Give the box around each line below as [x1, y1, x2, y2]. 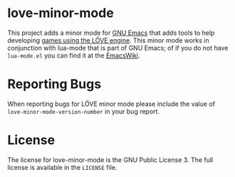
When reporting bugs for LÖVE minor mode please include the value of [7, 100, 216, 108]
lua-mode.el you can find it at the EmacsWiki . [7, 51, 140, 60]
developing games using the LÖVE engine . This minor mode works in [7, 36, 210, 44]
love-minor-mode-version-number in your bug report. [7, 107, 160, 115]
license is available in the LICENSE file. [7, 163, 117, 171]
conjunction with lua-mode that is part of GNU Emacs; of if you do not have [7, 43, 229, 52]
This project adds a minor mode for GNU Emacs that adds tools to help [7, 28, 215, 37]
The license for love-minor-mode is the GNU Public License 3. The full [7, 155, 214, 164]
